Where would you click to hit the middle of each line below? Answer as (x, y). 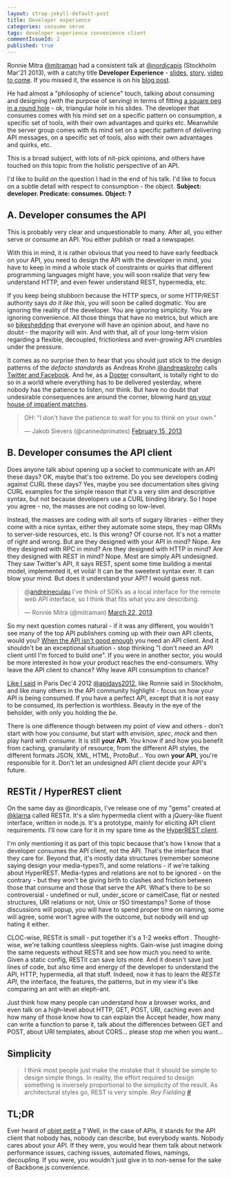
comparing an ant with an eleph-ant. (59, 989)
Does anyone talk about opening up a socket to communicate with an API (111, 469)
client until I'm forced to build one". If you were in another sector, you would (115, 655)
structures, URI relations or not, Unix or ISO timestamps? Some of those (109, 902)
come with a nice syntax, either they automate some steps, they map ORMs (114, 526)
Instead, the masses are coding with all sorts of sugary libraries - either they (115, 520)
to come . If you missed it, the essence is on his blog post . (89, 80)
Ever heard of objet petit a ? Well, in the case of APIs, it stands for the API (111, 1131)
